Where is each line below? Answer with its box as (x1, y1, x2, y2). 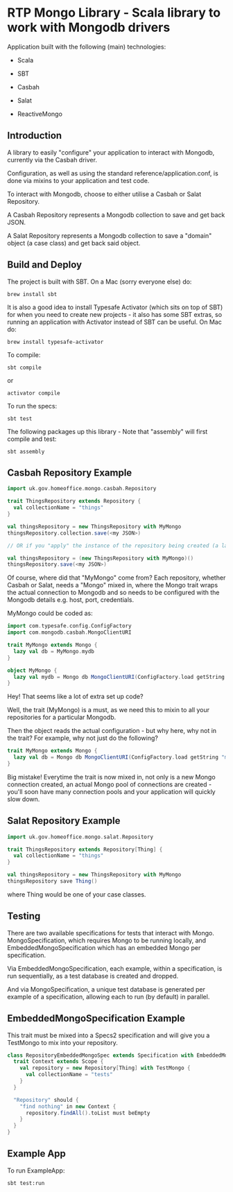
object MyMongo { (7, 667, 58, 674)
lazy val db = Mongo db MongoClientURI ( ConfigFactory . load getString (13, 754, 218, 761)
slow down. (7, 795, 40, 803)
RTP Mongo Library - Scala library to (7, 5, 221, 21)
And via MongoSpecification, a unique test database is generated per (7, 985, 206, 993)
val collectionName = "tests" (25, 1071, 113, 1078)
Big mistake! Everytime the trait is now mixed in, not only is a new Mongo (7, 772, 216, 781)
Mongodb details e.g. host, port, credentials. (7, 596, 134, 604)
